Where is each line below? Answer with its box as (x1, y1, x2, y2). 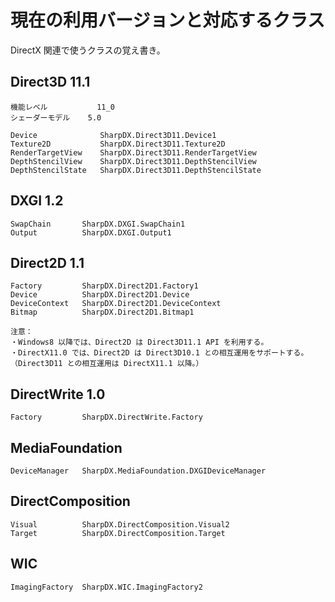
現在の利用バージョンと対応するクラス (10, 9, 325, 32)
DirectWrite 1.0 (10, 386, 106, 403)
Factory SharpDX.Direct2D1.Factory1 (10, 281, 199, 291)
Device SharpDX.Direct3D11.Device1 (10, 130, 217, 140)
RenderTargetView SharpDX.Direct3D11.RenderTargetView (10, 147, 257, 158)
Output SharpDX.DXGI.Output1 (10, 227, 172, 238)
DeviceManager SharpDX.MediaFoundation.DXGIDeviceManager (10, 466, 267, 476)
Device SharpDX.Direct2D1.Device (10, 290, 190, 300)
